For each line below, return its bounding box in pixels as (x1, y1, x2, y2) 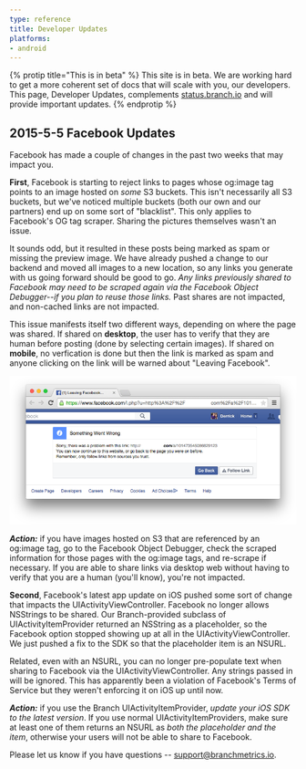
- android (9, 44, 47, 53)
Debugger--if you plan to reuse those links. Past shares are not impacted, (9, 292, 286, 303)
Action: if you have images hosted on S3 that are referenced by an (9, 533, 260, 544)
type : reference (9, 15, 71, 24)
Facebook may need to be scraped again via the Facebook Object (9, 282, 260, 293)
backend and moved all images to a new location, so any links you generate (9, 263, 293, 274)
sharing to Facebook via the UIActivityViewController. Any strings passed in (9, 665, 293, 676)
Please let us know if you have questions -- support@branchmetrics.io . (9, 749, 277, 760)
